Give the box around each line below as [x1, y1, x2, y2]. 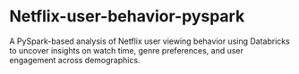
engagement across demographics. [9, 54, 141, 65]
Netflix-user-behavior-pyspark [9, 6, 245, 27]
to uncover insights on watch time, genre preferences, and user [9, 45, 244, 55]
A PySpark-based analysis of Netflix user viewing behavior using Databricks [9, 36, 291, 46]
